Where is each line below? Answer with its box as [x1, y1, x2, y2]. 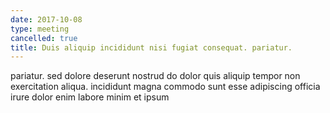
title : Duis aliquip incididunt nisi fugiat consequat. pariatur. [10, 42, 293, 53]
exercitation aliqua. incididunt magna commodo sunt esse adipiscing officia [10, 81, 321, 93]
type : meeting [10, 24, 70, 34]
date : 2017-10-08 [10, 14, 83, 25]
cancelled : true [10, 33, 78, 43]
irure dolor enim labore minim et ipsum [10, 91, 170, 103]
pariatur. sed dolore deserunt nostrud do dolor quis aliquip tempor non [10, 70, 301, 82]
